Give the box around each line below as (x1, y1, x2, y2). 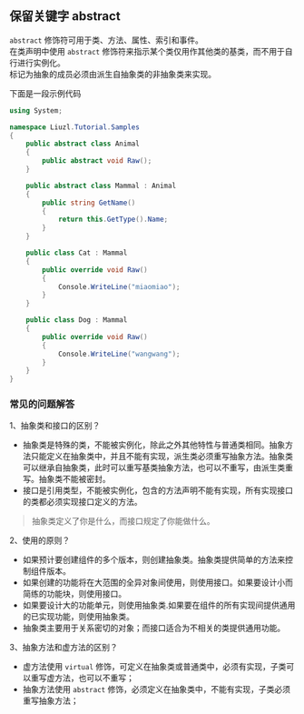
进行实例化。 (16, 57, 65, 68)
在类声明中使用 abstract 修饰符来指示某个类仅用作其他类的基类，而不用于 (9, 45, 286, 56)
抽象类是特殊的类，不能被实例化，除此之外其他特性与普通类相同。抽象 (22, 439, 286, 450)
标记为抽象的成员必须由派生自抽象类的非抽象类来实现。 (9, 68, 216, 79)
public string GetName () (42, 198, 136, 207)
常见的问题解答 (9, 398, 75, 411)
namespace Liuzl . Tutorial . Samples (9, 122, 141, 132)
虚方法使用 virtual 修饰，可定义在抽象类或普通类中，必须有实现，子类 (22, 661, 287, 672)
